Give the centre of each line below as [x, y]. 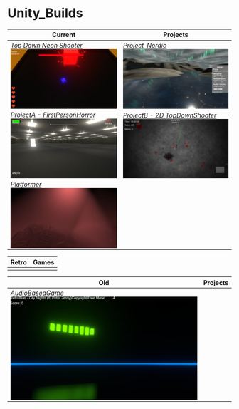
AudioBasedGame [37, 293]
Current [64, 35]
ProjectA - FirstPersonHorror [53, 115]
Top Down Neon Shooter [47, 45]
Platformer [26, 185]
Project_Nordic [145, 46]
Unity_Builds [45, 13]
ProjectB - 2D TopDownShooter [170, 115]
